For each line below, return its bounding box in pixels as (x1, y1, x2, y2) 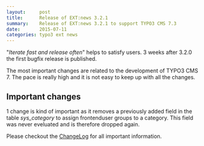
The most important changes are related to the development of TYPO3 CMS (6, 67, 198, 74)
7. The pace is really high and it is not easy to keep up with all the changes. (6, 74, 195, 81)
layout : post (6, 9, 51, 15)
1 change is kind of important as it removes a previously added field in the (6, 107, 192, 115)
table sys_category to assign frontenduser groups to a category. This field (6, 114, 194, 121)
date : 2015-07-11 (6, 26, 67, 33)
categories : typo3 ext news (6, 32, 78, 38)
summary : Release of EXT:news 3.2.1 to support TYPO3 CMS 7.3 (6, 20, 176, 26)
